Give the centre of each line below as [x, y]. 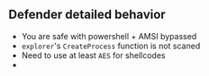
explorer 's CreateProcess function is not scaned [111, 46]
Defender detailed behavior [87, 15]
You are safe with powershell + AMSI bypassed [109, 36]
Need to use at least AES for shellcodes [93, 55]
